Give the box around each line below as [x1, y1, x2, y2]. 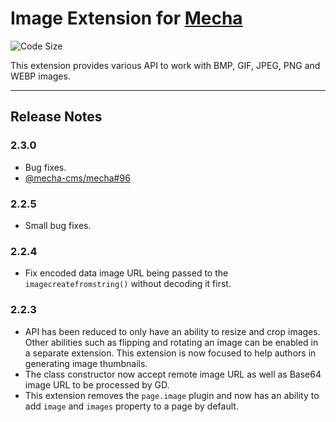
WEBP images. [10, 70, 71, 82]
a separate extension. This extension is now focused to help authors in [24, 347, 317, 359]
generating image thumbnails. [24, 357, 148, 369]
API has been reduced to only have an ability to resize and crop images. [24, 325, 321, 337]
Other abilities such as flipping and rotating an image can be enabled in [24, 336, 319, 348]
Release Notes [10, 108, 103, 126]
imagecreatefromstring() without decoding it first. [24, 278, 232, 290]
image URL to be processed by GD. [24, 378, 170, 391]
